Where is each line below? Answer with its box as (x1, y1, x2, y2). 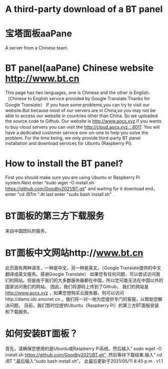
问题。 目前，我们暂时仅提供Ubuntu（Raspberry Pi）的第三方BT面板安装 (9, 302, 159, 308)
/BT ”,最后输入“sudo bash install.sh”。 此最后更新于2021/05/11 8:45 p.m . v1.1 (5, 358, 163, 364)
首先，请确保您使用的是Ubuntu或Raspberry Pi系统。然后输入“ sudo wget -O (5, 345, 162, 351)
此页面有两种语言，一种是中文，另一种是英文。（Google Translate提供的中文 (5, 264, 161, 271)
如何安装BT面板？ (5, 328, 78, 339)
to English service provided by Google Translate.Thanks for (27, 96, 150, 102)
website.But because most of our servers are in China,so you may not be (5, 108, 156, 114)
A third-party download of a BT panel (5, 4, 163, 15)
